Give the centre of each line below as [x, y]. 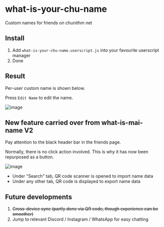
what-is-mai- [122, 123]
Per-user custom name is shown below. [45, 88]
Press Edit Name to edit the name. [39, 98]
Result [15, 76]
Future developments [39, 197]
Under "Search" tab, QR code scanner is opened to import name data [83, 176]
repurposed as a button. [30, 157]
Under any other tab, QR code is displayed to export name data [76, 182]
